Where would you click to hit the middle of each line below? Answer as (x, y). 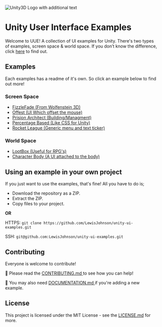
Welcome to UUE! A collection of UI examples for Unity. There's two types (80, 41)
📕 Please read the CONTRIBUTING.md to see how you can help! (69, 273)
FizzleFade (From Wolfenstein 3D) (46, 107)
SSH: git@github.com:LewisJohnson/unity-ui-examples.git (64, 237)
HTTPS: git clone (23, 223)
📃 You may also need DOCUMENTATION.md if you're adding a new (72, 282)
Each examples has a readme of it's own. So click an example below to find (81, 78)
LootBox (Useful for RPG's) (39, 151)
